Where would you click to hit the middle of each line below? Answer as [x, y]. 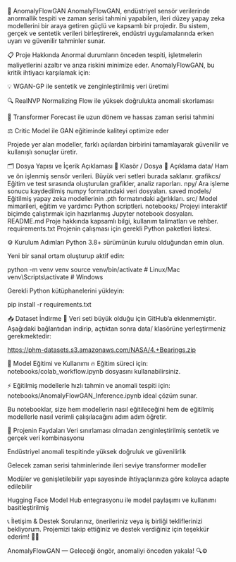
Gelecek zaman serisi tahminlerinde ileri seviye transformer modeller [107, 465]
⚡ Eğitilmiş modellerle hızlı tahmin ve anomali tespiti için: [89, 385]
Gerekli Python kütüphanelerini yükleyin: [66, 291]
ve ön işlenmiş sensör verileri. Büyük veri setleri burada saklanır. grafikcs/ [114, 176]
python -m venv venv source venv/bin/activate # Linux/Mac [94, 269]
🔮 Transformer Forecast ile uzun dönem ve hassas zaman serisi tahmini [111, 117]
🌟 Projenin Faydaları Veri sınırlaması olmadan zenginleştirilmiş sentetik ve [113, 430]
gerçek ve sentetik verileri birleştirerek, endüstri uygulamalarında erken [111, 33]
